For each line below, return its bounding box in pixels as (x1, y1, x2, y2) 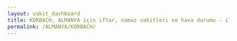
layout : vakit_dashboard (7, 10, 80, 17)
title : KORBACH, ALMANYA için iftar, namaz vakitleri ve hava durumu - (7, 17, 222, 24)
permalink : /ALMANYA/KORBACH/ (7, 23, 97, 30)
